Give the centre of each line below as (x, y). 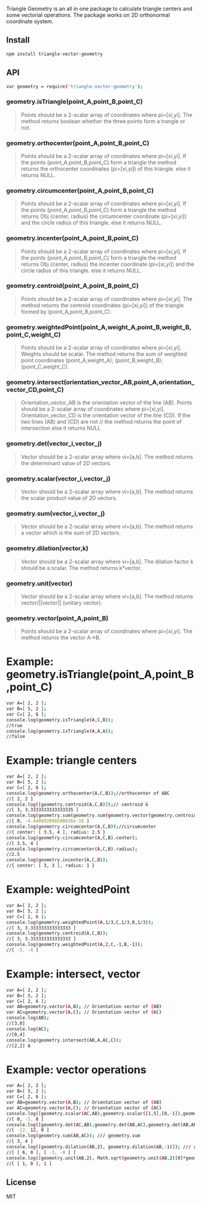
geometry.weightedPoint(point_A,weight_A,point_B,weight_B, (99, 327)
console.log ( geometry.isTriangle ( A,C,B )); (60, 720)
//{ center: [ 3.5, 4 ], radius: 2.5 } (56, 832)
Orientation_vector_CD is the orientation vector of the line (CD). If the (106, 415)
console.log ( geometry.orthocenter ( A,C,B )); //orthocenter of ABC (88, 793)
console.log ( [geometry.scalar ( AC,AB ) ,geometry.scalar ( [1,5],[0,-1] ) (93, 1113)
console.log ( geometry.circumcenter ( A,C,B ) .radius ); (72, 849)
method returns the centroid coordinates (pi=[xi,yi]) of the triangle (102, 305)
